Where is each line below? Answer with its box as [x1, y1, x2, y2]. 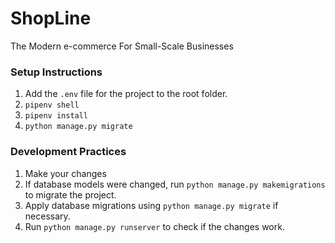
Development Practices [10, 145, 127, 159]
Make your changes [24, 167, 107, 179]
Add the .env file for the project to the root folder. [24, 88, 228, 100]
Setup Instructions [10, 65, 103, 79]
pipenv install [24, 111, 89, 121]
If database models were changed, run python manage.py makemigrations [24, 178, 326, 190]
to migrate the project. [24, 188, 117, 201]
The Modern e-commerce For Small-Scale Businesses [10, 40, 234, 52]
